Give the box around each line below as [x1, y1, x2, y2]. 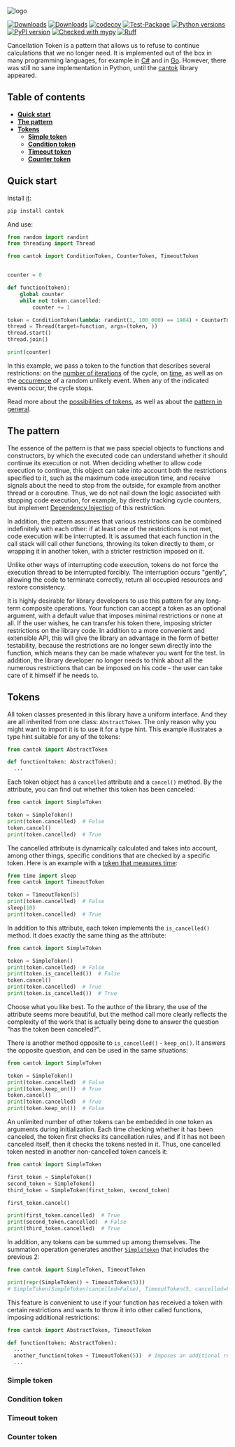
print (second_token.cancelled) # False [7, 1218, 127, 1226]
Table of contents [7, 91, 85, 103]
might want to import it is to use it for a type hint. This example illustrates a [7, 725, 222, 733]
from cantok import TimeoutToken [7, 879, 105, 886]
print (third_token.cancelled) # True [7, 1225, 120, 1232]
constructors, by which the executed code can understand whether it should [7, 451, 228, 460]
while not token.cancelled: [20, 297, 101, 305]
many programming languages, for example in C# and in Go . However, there [7, 56, 227, 65]
